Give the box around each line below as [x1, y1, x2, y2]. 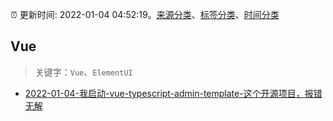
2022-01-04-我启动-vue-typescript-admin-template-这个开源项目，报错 [24, 87, 323, 99]
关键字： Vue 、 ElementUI [34, 66, 133, 78]
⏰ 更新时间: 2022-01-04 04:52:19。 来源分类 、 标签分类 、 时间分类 [10, 9, 280, 20]
